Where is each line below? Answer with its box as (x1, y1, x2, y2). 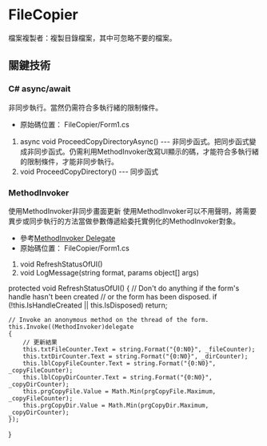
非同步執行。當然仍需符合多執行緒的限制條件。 (8, 102, 162, 112)
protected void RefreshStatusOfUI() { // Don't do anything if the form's (8, 283, 240, 293)
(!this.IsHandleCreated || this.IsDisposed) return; (8, 300, 168, 310)
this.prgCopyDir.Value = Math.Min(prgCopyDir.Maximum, (22, 401, 209, 409)
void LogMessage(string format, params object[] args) (19, 267, 200, 277)
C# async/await (8, 83, 71, 94)
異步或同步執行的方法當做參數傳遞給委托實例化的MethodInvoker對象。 (8, 216, 241, 226)
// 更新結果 (22, 338, 58, 346)
